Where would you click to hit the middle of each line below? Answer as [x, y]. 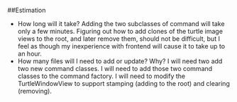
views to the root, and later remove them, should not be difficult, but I [118, 39]
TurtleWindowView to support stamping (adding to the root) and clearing [124, 83]
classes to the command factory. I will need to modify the [101, 76]
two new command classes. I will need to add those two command [115, 69]
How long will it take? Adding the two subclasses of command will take [121, 24]
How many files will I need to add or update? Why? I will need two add [120, 61]
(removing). [34, 91]
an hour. [30, 53]
